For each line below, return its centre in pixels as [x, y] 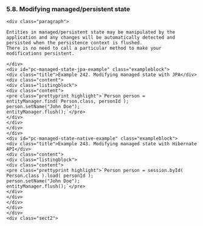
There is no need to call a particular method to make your [84, 48]
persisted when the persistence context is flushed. [74, 43]
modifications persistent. [40, 53]
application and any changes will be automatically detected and [91, 38]
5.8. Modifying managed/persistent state [68, 9]
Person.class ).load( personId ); [50, 176]
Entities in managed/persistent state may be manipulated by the [91, 32]
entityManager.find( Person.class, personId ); [68, 101]
